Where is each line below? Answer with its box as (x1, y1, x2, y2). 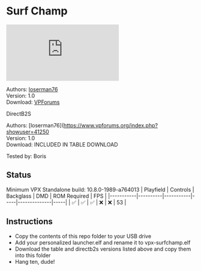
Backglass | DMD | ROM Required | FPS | (6, 192, 107, 199)
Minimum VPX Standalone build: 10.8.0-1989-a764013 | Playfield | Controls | (6, 186, 194, 193)
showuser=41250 (6, 128, 49, 135)
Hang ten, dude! (14, 258, 55, 265)
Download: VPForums (6, 98, 60, 106)
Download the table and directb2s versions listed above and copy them (14, 245, 191, 252)
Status (6, 170, 32, 180)
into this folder (14, 251, 51, 259)
